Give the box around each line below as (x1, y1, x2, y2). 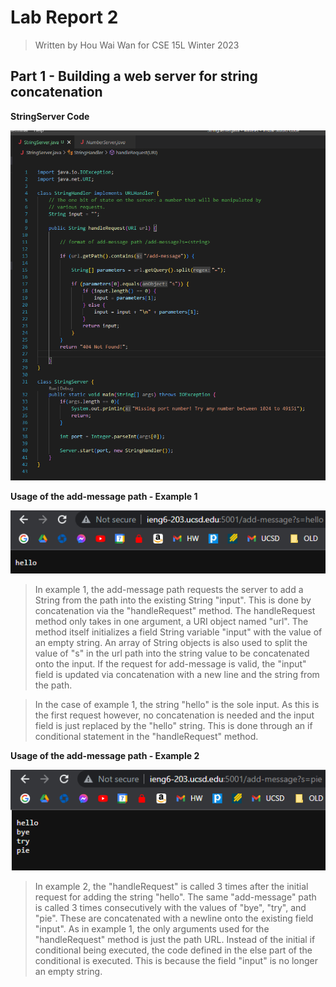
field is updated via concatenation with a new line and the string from (34, 669, 320, 681)
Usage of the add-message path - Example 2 (10, 750, 200, 762)
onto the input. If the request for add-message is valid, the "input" (34, 658, 307, 670)
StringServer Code (10, 110, 90, 122)
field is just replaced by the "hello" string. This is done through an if (34, 720, 313, 732)
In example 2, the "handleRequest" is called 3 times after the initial (34, 880, 309, 892)
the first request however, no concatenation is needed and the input (34, 709, 315, 721)
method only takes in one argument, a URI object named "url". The (34, 616, 309, 628)
